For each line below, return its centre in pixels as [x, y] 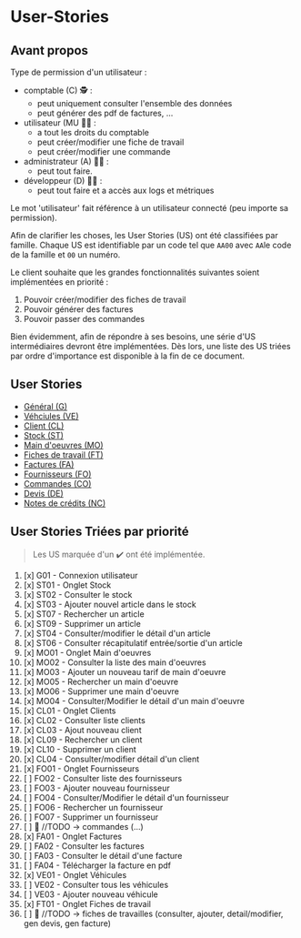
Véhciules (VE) [51, 416]
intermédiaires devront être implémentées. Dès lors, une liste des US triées [150, 346]
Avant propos [50, 50]
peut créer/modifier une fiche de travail [110, 142]
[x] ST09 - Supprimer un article [82, 623]
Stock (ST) [44, 435]
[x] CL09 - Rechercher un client [83, 740]
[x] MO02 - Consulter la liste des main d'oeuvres [115, 662]
